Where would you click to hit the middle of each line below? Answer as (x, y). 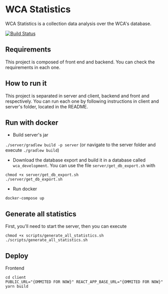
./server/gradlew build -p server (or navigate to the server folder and (80, 145)
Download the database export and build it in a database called (79, 160)
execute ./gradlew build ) (32, 150)
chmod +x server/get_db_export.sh (42, 175)
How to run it (26, 84)
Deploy (17, 256)
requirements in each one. (33, 67)
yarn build (17, 286)
